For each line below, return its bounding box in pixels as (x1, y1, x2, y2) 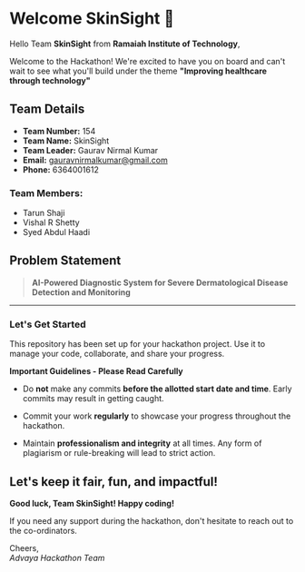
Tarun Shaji (22, 208, 65, 219)
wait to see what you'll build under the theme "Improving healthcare (9, 65, 268, 76)
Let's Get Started (9, 318, 86, 330)
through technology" (9, 74, 91, 85)
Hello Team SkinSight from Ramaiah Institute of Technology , (9, 38, 241, 49)
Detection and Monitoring (31, 286, 132, 298)
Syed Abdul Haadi (22, 227, 91, 238)
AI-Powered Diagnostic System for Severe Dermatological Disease (31, 277, 289, 288)
